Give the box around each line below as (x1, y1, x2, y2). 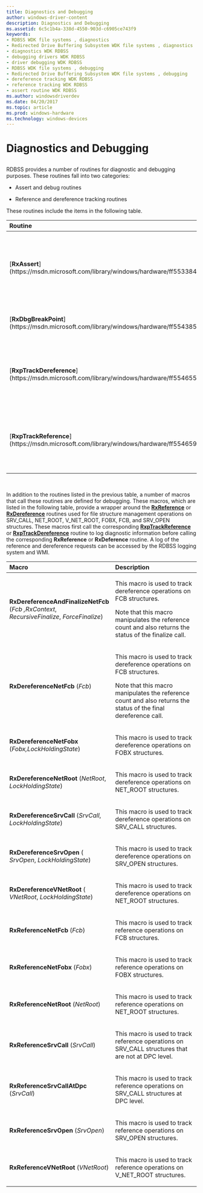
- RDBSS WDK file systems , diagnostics (6, 37, 110, 43)
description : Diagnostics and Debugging (6, 20, 110, 26)
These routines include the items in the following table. (6, 207, 143, 215)
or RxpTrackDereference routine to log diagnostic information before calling (6, 529, 196, 537)
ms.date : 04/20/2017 (6, 99, 59, 105)
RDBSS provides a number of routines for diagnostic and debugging (6, 166, 176, 173)
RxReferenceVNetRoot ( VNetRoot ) (9, 1163, 109, 1171)
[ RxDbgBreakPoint (9, 315, 63, 323)
